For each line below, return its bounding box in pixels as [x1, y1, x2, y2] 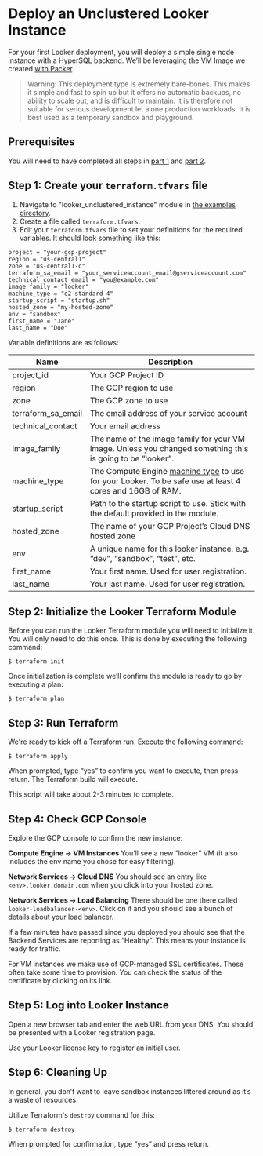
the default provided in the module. [89, 508, 219, 519]
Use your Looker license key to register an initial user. [8, 1043, 182, 1052]
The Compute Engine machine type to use [89, 465, 245, 476]
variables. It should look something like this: [19, 233, 161, 243]
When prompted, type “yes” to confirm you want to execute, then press [8, 766, 239, 775]
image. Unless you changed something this [89, 443, 249, 454]
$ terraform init [8, 658, 65, 666]
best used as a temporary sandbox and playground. [27, 112, 194, 122]
